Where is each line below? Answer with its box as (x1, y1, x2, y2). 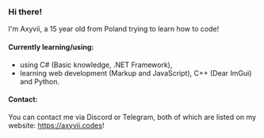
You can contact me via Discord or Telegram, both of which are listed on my (8, 112, 256, 121)
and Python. (19, 76, 60, 86)
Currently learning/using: (8, 42, 94, 51)
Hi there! (8, 6, 43, 17)
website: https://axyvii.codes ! (8, 121, 105, 130)
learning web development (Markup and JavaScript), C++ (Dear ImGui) (19, 68, 252, 77)
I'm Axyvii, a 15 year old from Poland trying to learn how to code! (8, 24, 220, 34)
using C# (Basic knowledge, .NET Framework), (19, 60, 173, 69)
